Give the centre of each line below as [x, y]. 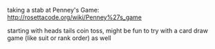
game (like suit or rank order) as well [59, 38]
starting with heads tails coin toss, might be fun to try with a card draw [108, 31]
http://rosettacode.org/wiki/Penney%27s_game [75, 17]
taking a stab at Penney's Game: [53, 10]
